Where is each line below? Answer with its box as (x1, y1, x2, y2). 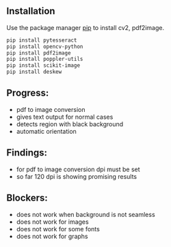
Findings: (6, 147, 48, 159)
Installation (6, 5, 55, 17)
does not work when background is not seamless (16, 210, 155, 218)
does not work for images (16, 218, 90, 226)
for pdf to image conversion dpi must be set (16, 165, 141, 173)
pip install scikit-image (6, 62, 80, 69)
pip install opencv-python (6, 43, 83, 50)
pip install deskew (6, 68, 62, 76)
